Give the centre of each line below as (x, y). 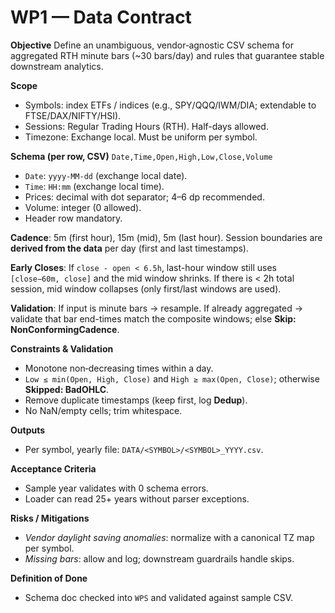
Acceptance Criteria (53, 468)
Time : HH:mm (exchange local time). (94, 186)
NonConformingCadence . (65, 329)
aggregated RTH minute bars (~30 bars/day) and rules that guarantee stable (167, 55)
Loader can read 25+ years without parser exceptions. (137, 498)
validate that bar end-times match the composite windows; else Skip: (153, 318)
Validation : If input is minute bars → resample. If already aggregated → (157, 308)
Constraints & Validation (62, 348)
